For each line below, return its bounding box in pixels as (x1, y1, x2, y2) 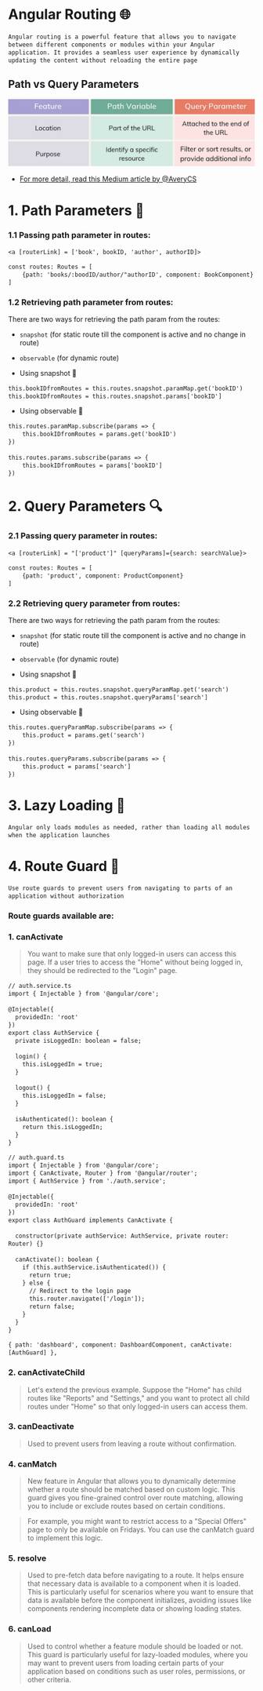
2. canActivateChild (8, 1367, 85, 1378)
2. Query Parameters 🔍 (8, 497, 163, 515)
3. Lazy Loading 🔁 (8, 796, 126, 815)
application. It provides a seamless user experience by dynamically (8, 49, 240, 56)
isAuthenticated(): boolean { (15, 1116, 113, 1124)
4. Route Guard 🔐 (8, 858, 120, 876)
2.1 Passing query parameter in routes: (8, 530, 158, 541)
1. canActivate (8, 931, 63, 942)
